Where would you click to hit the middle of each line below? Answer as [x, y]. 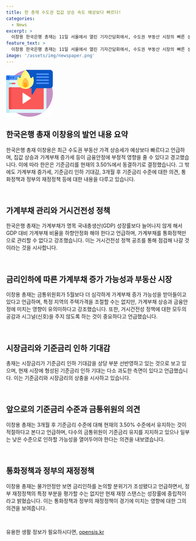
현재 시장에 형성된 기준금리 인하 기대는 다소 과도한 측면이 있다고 [91, 371]
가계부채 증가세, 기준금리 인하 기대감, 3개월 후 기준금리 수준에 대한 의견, [98, 172]
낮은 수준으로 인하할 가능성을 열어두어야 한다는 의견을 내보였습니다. [88, 439]
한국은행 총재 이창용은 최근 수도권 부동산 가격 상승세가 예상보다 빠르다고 [88, 150]
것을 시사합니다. [39, 248]
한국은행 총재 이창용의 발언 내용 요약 [67, 135]
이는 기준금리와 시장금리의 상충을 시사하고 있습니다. [72, 378]
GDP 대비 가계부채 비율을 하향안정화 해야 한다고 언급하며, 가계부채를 [84, 233]
